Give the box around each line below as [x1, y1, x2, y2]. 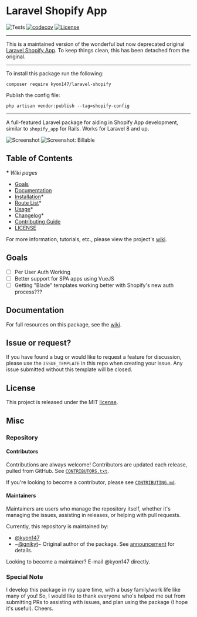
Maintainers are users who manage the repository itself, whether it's [6, 505, 171, 512]
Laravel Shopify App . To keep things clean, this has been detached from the [6, 46, 190, 54]
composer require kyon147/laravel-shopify [6, 81, 111, 87]
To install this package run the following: [6, 69, 104, 77]
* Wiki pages [6, 169, 38, 176]
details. [14, 546, 33, 553]
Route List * [14, 199, 42, 206]
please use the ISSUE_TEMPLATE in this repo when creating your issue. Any [6, 360, 183, 367]
